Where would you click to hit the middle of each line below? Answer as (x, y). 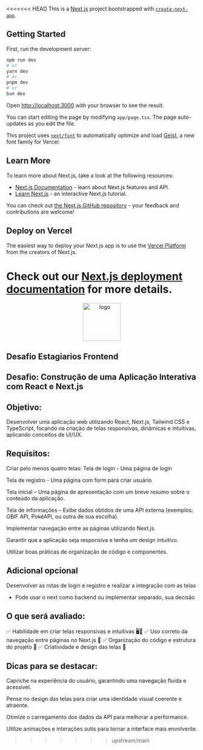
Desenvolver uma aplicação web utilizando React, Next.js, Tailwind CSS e (98, 422)
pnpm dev (17, 82)
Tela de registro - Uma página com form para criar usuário (79, 480)
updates (17, 123)
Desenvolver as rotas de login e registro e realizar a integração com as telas (101, 585)
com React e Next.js (45, 387)
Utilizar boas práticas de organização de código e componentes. (87, 552)
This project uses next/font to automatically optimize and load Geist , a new (101, 135)
